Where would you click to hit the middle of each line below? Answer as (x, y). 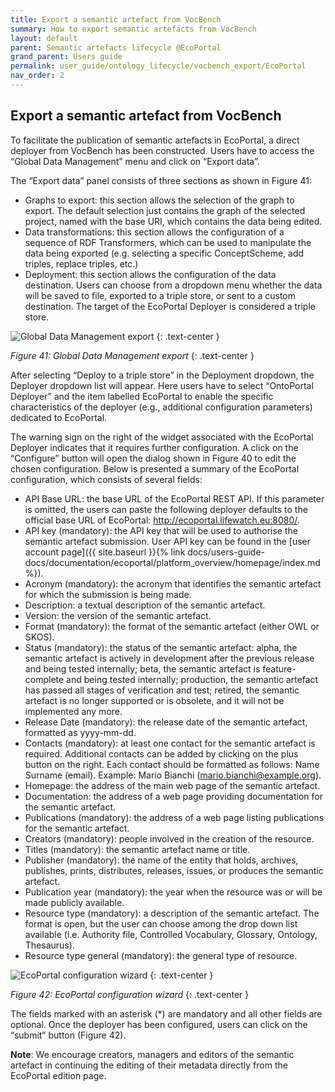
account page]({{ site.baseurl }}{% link (105, 552)
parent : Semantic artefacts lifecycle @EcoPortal (116, 47)
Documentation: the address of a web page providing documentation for (173, 796)
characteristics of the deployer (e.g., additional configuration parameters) (161, 407)
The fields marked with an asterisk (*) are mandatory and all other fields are (166, 1013)
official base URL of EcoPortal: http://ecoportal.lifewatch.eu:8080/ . (162, 520)
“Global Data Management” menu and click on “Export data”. (135, 161)
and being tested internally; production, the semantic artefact (192, 679)
